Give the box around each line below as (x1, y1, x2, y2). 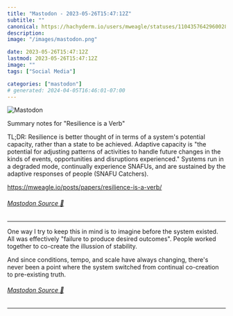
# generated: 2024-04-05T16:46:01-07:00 (7, 87, 126, 94)
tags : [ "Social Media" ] (7, 67, 76, 75)
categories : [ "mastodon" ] (7, 81, 82, 88)
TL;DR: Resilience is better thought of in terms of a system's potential (7, 133, 206, 141)
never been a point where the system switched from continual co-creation (7, 263, 220, 271)
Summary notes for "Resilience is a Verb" (7, 119, 126, 128)
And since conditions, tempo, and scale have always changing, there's (7, 255, 209, 264)
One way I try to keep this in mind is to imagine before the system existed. (7, 227, 218, 235)
